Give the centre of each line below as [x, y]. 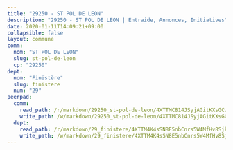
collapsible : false [35, 33]
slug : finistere [37, 84]
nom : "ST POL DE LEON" [46, 53]
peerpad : [20, 97]
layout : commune [31, 39]
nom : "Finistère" [38, 78]
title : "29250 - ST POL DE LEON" [55, 13]
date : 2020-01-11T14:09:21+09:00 [55, 26]
